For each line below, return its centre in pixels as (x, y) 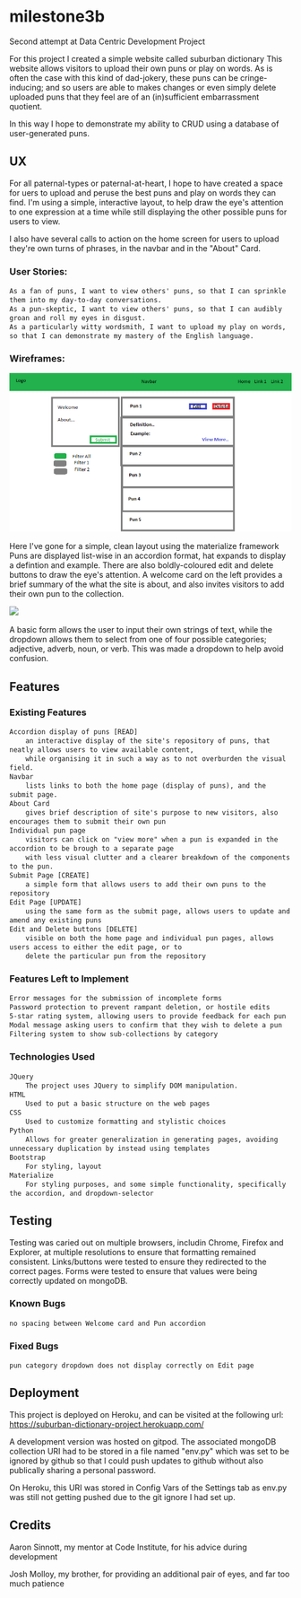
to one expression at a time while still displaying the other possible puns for (148, 212)
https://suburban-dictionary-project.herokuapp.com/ (107, 1424)
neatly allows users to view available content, (102, 750)
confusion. (29, 659)
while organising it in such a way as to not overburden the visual (156, 759)
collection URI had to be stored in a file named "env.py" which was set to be (149, 1451)
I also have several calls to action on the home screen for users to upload (144, 239)
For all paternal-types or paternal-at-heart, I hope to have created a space (146, 183)
